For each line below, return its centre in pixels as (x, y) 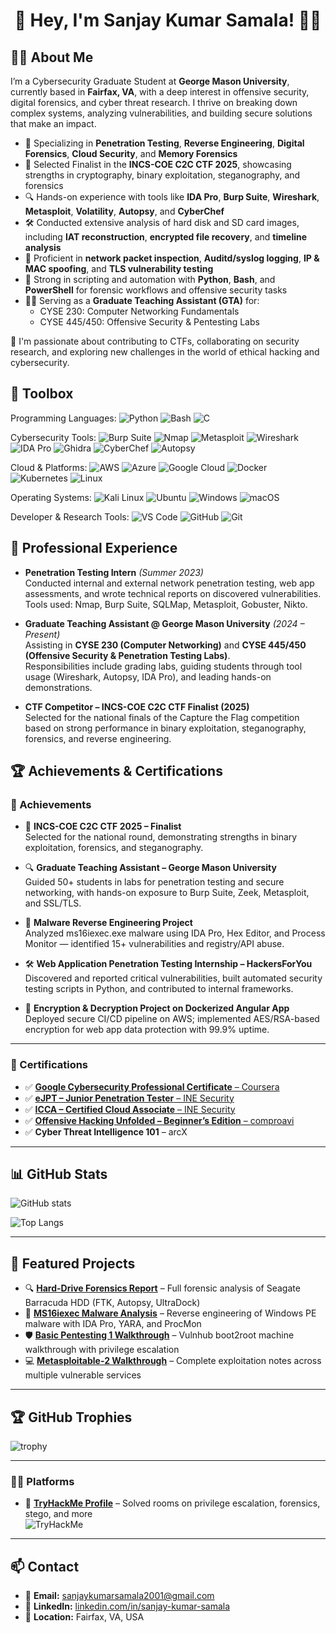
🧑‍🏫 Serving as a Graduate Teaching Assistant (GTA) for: (142, 300)
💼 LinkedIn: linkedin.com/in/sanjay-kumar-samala (127, 1606)
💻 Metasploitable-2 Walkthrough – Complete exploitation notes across (173, 1361)
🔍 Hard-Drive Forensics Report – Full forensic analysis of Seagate (162, 1288)
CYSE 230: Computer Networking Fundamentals (139, 311)
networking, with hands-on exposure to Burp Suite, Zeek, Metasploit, (167, 893)
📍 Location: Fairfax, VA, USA (84, 1617)
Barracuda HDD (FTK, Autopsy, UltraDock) (112, 1303)
